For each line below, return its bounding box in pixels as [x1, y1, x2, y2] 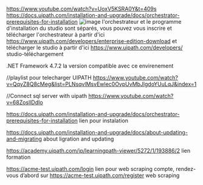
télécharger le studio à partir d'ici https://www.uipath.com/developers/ [6, 44, 184, 51]
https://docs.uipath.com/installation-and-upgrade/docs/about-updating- [6, 129, 188, 136]
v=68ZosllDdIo [6, 99, 44, 106]
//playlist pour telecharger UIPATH [6, 74, 92, 81]
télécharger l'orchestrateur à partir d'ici [6, 31, 105, 38]
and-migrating [6, 135, 43, 142]
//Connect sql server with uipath [6, 92, 87, 99]
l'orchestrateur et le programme [101, 18, 182, 25]
